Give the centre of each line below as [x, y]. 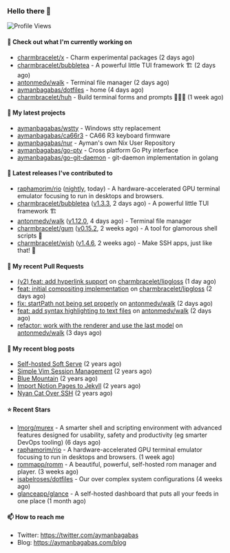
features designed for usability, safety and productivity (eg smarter [112, 435]
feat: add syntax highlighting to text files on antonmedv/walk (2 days [114, 311]
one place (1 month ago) [51, 501]
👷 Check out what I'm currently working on [70, 41]
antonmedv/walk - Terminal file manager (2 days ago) [93, 82]
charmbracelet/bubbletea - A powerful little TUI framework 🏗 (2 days [116, 65]
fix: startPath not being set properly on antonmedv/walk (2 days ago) [115, 304]
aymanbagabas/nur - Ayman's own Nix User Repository [96, 143]
